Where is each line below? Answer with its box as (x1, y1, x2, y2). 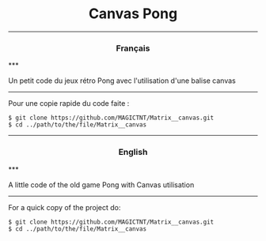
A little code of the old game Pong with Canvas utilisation (8, 179, 195, 190)
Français (116, 43, 150, 54)
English (118, 147, 148, 158)
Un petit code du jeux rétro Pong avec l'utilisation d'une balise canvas (8, 76, 236, 85)
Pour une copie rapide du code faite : (8, 99, 130, 108)
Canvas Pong (88, 5, 178, 23)
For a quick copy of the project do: (8, 202, 121, 212)
